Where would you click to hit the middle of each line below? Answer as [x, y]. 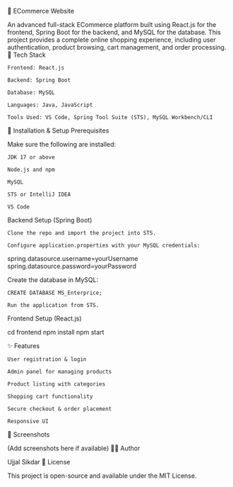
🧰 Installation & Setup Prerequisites [58, 130]
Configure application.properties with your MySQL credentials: [104, 245]
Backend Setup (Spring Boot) [50, 220]
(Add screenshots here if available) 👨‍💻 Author [74, 448]
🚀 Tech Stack [26, 55]
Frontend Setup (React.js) [45, 318]
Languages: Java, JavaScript [50, 105]
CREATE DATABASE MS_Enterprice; [55, 293]
